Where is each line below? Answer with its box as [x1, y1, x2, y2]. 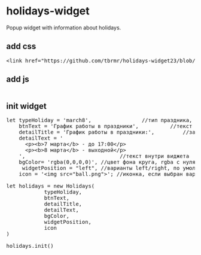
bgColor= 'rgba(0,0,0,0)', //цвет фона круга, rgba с [19, 159, 180, 166]
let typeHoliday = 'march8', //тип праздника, [6, 117, 193, 124]
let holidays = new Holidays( [6, 183, 95, 190]
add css [6, 41, 36, 51]
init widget [6, 101, 47, 111]
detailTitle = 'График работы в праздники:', [19, 129, 155, 136]
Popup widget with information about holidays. [6, 24, 121, 31]
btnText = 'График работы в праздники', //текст [19, 123, 193, 130]
